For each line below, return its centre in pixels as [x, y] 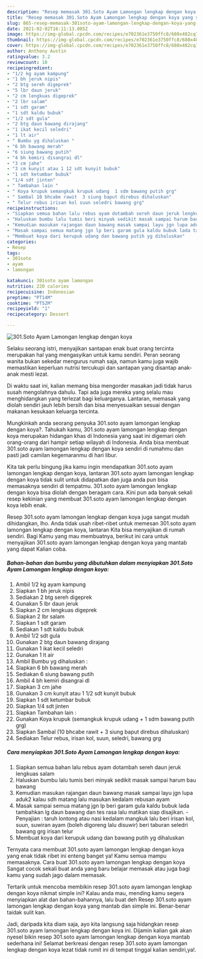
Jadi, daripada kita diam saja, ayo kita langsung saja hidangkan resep [93, 924]
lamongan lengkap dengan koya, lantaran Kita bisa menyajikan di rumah [96, 530]
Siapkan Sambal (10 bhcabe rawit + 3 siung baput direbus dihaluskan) [102, 732]
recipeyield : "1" [29, 309]
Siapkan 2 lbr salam [40, 616]
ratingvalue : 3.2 [29, 57]
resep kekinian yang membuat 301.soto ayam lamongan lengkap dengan [97, 499]
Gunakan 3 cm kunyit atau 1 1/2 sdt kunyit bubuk [76, 693]
